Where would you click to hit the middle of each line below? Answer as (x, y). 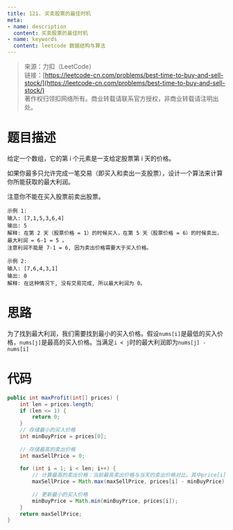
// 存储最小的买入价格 (48, 430)
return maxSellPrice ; (51, 514)
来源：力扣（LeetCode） (59, 66)
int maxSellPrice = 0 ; (52, 456)
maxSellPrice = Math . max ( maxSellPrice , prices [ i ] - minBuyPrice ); (130, 482)
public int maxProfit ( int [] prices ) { (63, 397)
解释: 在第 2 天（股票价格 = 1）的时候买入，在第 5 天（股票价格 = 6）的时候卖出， (115, 233)
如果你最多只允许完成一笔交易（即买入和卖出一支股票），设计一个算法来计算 (115, 173)
